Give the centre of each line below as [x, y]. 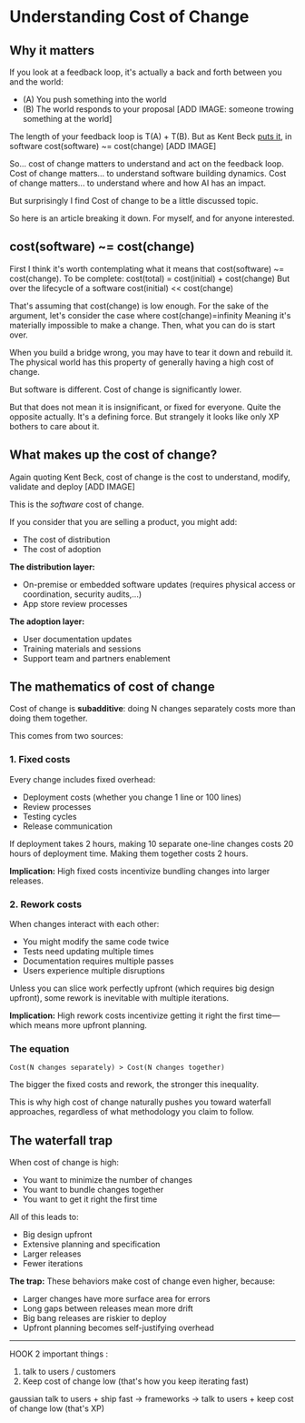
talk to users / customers [69, 1372]
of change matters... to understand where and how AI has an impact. [138, 183]
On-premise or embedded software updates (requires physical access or [159, 584]
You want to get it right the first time [90, 1199]
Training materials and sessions [82, 649]
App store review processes [75, 603]
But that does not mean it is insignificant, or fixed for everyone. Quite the [145, 407]
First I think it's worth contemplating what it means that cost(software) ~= [147, 268]
